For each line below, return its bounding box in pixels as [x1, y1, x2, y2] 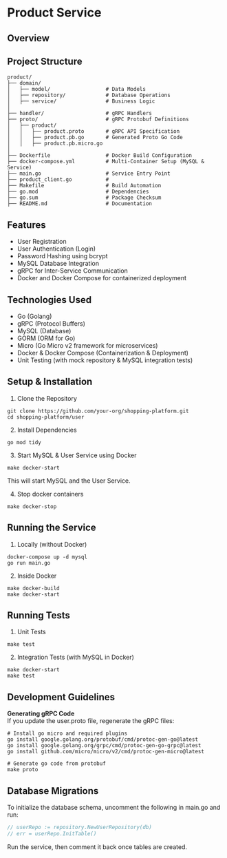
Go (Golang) [17, 312, 52, 321]
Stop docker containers [17, 490, 84, 498]
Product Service [7, 5, 102, 21]
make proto [7, 766, 39, 773]
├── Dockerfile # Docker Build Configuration [7, 152, 193, 159]
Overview [7, 32, 50, 44]
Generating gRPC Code [7, 709, 75, 718]
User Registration [17, 238, 67, 246]
